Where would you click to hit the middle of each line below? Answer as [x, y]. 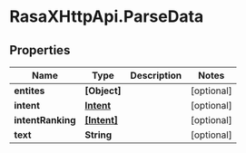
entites [30, 91]
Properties [40, 50]
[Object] [103, 91]
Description [156, 76]
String [98, 135]
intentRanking [45, 120]
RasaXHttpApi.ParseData [107, 17]
